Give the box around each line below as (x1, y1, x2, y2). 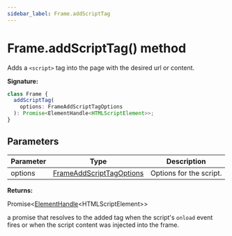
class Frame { (7, 90, 49, 98)
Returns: (7, 186, 33, 194)
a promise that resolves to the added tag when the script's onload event (7, 213, 213, 221)
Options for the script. (150, 168, 222, 178)
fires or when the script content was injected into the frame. (7, 221, 180, 229)
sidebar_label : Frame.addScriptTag (7, 10, 111, 17)
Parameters (7, 135, 59, 147)
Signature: (7, 77, 38, 85)
